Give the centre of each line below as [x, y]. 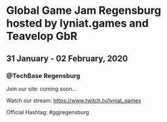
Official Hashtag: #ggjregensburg [48, 112]
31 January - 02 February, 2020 [67, 58]
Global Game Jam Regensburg [84, 11]
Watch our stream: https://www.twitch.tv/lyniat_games [74, 100]
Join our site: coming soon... [42, 89]
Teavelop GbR [42, 36]
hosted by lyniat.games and [77, 23]
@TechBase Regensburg [43, 75]
